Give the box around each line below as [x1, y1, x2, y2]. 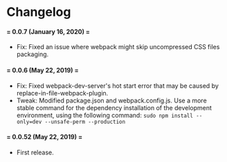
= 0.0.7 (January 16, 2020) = [6, 27, 91, 35]
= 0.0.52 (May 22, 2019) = [6, 133, 83, 141]
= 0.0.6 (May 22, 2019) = [6, 66, 79, 74]
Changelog [6, 4, 71, 20]
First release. [16, 148, 54, 156]
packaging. [16, 50, 49, 59]
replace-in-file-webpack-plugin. [16, 89, 109, 97]
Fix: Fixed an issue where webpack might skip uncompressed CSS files [16, 43, 220, 51]
